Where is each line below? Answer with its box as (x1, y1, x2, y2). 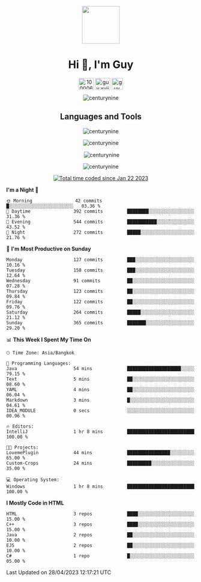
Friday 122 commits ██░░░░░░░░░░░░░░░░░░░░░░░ (6, 299, 195, 305)
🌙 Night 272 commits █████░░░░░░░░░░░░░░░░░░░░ (6, 229, 195, 235)
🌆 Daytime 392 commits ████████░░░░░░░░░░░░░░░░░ (6, 208, 195, 214)
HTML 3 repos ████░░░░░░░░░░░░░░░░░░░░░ (6, 511, 195, 517)
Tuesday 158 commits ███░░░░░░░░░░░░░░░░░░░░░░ (6, 267, 195, 273)
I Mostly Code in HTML (6, 499, 64, 507)
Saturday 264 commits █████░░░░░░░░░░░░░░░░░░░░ (6, 309, 195, 315)
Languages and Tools (59, 112, 142, 122)
